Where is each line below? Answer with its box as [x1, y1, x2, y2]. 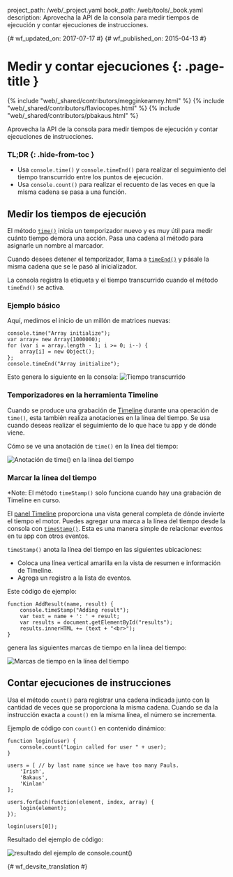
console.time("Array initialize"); [7, 330, 111, 337]
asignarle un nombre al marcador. [7, 241, 105, 250]
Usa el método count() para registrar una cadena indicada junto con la [7, 696, 211, 704]
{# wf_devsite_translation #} [7, 862, 88, 871]
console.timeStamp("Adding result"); [20, 606, 130, 613]
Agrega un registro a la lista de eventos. [17, 574, 133, 582]
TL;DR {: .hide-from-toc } [7, 149, 95, 159]
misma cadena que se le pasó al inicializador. [7, 262, 137, 271]
